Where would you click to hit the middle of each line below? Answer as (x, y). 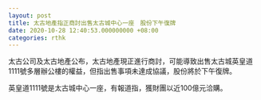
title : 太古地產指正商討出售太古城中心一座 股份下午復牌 (92, 23)
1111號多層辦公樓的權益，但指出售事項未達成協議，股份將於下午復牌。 (123, 71)
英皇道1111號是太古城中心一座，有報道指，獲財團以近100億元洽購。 (118, 88)
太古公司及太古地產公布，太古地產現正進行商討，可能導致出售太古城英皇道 (130, 61)
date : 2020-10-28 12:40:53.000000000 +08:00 (83, 30)
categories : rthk (37, 38)
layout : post (30, 15)
